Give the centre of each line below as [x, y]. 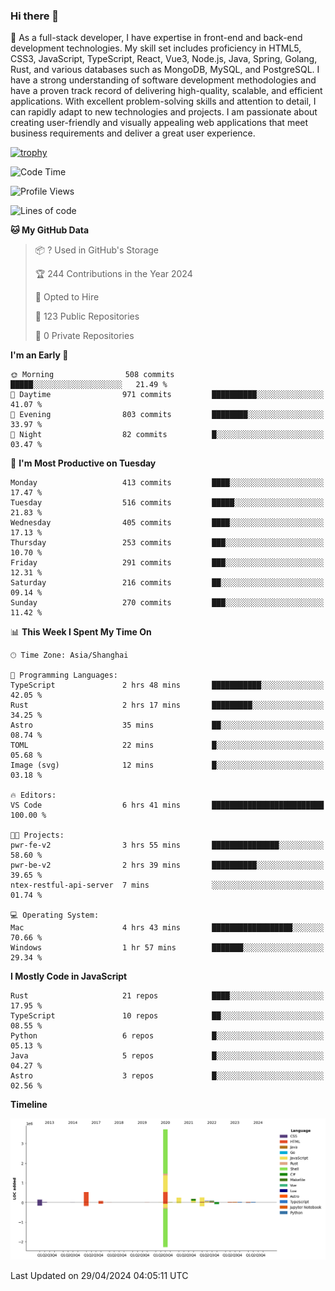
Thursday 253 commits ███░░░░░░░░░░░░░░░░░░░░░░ [167, 543]
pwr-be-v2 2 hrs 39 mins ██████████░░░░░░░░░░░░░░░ [167, 865]
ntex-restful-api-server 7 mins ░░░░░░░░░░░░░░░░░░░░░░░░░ [167, 885]
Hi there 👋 [35, 16]
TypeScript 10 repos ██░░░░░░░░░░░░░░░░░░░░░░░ [167, 1016]
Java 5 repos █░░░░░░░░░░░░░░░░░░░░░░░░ [167, 1056]
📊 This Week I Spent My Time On [81, 632]
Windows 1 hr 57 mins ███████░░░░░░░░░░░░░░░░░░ [167, 948]
